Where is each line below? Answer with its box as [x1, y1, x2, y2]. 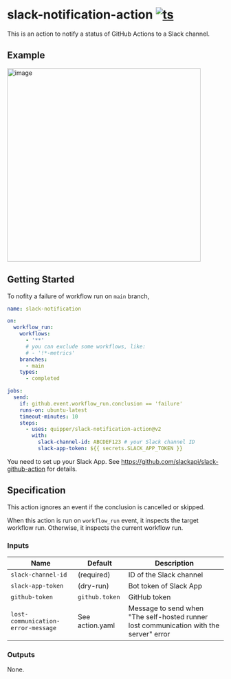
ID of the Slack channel [128, 570, 203, 580]
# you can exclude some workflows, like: [25, 343, 146, 350]
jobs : [7, 388, 23, 394]
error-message [10, 624, 57, 632]
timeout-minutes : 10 [19, 413, 78, 420]
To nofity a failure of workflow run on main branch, [7, 292, 150, 300]
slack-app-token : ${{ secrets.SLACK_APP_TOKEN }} [37, 445, 184, 452]
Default [87, 559, 112, 568]
